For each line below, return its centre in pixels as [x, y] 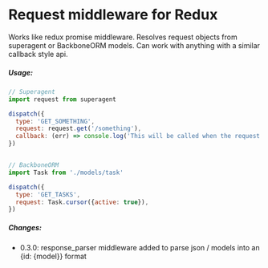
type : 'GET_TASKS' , [48, 194]
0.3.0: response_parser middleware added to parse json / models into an [140, 248]
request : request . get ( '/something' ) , [79, 129]
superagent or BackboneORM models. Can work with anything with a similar [134, 45]
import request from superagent [62, 99]
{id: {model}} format [53, 256]
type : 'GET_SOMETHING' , [55, 121]
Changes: [25, 227]
